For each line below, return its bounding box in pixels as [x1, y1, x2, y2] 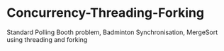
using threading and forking [6, 35, 88, 43]
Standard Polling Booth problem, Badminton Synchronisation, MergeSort [6, 28, 218, 36]
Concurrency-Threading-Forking [6, 5, 205, 21]
